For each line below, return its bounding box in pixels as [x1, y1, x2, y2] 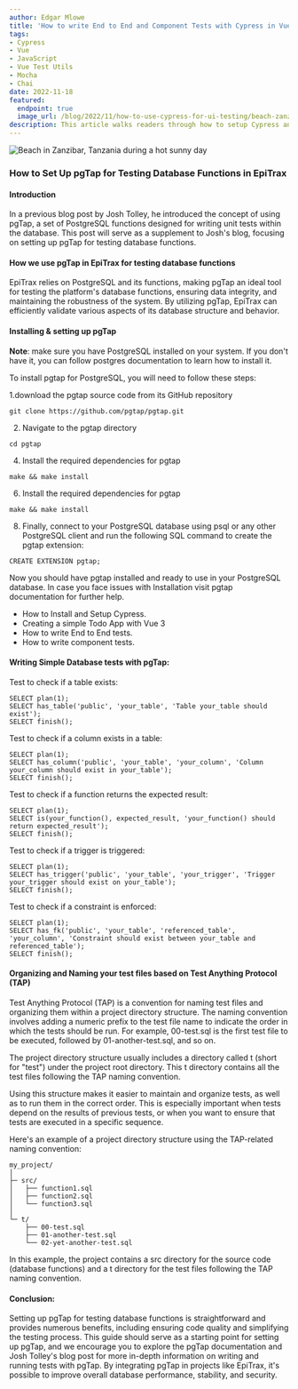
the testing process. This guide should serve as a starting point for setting [9, 1332, 279, 1343]
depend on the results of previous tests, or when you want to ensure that [9, 1107, 276, 1118]
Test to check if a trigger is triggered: [9, 845, 145, 856]
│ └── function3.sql [9, 1199, 93, 1209]
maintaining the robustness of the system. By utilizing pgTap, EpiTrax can [9, 296, 278, 307]
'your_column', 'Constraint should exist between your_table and [9, 934, 255, 943]
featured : [9, 95, 46, 105]
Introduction [9, 188, 56, 200]
